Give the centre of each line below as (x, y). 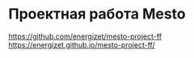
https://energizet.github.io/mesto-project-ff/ (82, 44)
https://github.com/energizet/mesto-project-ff (85, 36)
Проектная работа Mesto (97, 14)
